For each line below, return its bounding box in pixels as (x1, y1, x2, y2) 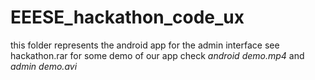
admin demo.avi (10, 60, 78, 72)
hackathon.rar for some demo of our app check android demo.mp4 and (10, 49, 305, 61)
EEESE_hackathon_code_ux (10, 6, 245, 29)
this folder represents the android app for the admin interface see (10, 39, 280, 51)
